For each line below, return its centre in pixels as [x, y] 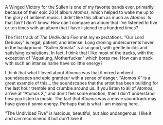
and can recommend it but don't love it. [45, 118]
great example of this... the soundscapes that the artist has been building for [82, 83]
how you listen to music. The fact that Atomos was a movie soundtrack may [81, 99]
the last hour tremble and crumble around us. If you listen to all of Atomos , [80, 88]
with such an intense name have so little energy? [54, 63]
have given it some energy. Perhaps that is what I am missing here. [72, 104]
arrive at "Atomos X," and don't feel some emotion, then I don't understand [80, 93]
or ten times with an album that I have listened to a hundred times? [72, 28]
